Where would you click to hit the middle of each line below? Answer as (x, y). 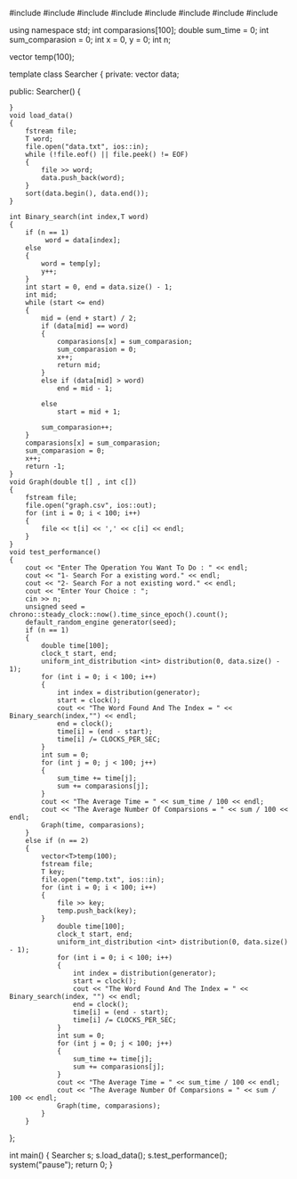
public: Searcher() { (45, 91)
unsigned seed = (56, 607)
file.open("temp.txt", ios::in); (103, 880)
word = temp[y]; (71, 264)
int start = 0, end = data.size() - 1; (99, 287)
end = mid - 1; (85, 389)
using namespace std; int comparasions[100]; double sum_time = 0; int (139, 30)
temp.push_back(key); (97, 911)
